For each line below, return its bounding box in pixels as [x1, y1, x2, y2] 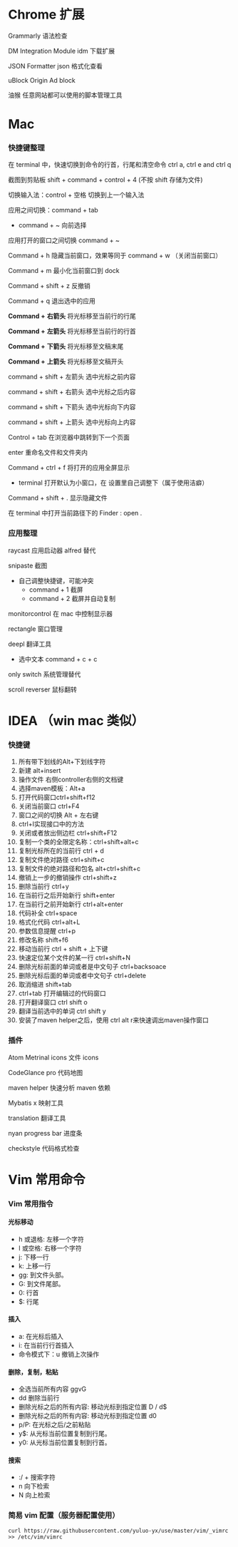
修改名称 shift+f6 [18, 935, 68, 945]
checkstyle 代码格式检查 [8, 1143, 80, 1152]
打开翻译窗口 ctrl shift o [18, 998, 88, 1007]
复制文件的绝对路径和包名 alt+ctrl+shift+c [18, 864, 141, 873]
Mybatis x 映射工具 [8, 1099, 64, 1107]
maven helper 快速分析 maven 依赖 [8, 1083, 111, 1091]
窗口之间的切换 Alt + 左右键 [18, 811, 99, 820]
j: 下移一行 [18, 1253, 49, 1261]
